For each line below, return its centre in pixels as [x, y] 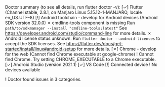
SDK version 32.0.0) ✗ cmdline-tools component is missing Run [70, 23]
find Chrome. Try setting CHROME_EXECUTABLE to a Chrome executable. [81, 59]
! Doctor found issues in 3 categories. [43, 79]
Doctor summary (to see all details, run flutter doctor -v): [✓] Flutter [74, 7]
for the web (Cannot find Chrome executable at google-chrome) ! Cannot [80, 54]
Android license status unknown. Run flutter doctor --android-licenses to [83, 38]
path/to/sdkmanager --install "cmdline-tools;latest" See [66, 28]
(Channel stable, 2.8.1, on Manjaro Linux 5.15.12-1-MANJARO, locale [74, 12]
